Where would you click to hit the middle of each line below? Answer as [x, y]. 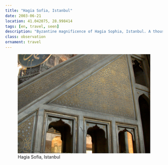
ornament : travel [23, 42]
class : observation [25, 37]
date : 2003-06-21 [23, 16]
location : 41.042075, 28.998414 [39, 21]
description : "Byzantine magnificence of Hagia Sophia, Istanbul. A [78, 32]
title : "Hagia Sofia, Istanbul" [39, 10]
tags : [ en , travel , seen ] [32, 26]
